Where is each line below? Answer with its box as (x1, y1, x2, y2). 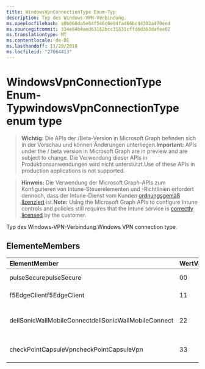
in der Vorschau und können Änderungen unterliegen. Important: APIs (21, 141, 197, 148)
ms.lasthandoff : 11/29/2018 (6, 43, 78, 50)
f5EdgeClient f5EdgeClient (9, 291, 85, 299)
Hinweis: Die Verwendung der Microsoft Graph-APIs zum (21, 179, 166, 186)
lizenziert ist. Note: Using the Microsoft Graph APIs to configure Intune (21, 198, 198, 206)
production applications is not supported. (21, 166, 125, 174)
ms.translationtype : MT (6, 32, 67, 38)
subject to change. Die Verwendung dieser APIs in (21, 154, 148, 161)
